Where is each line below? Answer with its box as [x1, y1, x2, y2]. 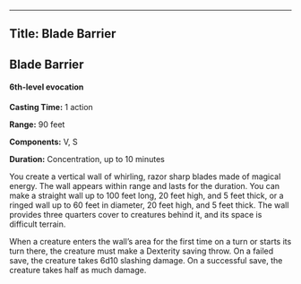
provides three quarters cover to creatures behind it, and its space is [9, 209, 262, 219]
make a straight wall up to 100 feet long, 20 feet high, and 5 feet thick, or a [9, 190, 284, 201]
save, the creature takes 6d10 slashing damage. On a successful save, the [9, 254, 283, 265]
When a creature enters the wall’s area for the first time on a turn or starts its [9, 236, 292, 246]
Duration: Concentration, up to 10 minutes [9, 153, 166, 164]
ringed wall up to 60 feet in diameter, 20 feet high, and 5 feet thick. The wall [9, 199, 289, 211]
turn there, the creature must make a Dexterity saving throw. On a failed [9, 245, 274, 256]
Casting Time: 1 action [9, 101, 94, 112]
